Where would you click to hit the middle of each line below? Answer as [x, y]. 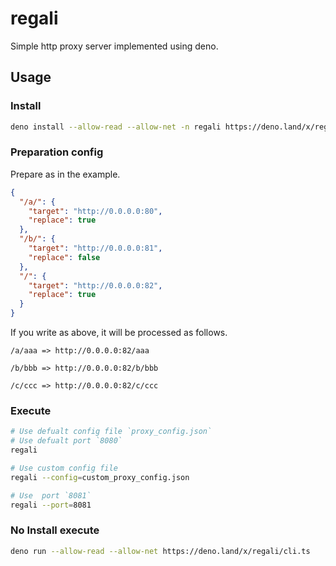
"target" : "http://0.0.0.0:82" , [95, 285]
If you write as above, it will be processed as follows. [119, 333]
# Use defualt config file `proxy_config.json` [111, 432]
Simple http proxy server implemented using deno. [114, 46]
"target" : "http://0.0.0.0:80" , [95, 211]
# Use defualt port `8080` [66, 441]
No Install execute [55, 530]
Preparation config [57, 152]
